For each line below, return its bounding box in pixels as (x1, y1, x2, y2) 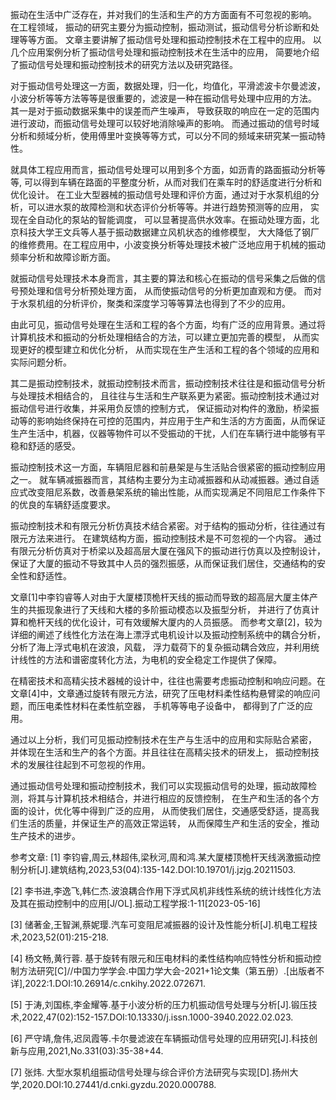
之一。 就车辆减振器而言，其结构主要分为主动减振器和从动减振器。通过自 (10, 474, 311, 485)
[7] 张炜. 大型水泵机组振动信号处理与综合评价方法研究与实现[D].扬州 (10, 1066, 290, 1078)
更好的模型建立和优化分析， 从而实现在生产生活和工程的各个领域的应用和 (18, 344, 320, 355)
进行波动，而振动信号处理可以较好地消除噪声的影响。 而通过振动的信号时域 (10, 118, 320, 129)
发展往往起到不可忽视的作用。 (27, 759, 151, 770)
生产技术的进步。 (10, 830, 81, 842)
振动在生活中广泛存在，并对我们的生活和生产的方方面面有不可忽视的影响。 (10, 9, 317, 20)
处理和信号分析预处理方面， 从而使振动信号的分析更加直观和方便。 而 (27, 285, 313, 297)
